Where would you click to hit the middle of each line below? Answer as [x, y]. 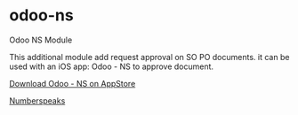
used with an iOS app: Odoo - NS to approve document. [112, 66]
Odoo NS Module [41, 40]
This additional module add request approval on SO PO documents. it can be [149, 57]
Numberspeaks [37, 100]
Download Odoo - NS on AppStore [72, 83]
